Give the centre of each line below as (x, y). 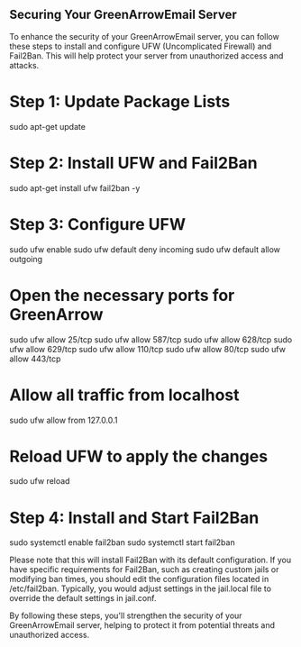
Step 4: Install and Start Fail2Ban (134, 518)
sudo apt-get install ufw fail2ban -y (75, 187)
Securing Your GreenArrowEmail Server (123, 15)
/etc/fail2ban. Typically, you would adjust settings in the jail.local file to (141, 588)
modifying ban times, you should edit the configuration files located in (139, 579)
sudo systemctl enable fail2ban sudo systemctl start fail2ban (123, 542)
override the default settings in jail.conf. (83, 598)
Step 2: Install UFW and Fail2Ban (134, 163)
